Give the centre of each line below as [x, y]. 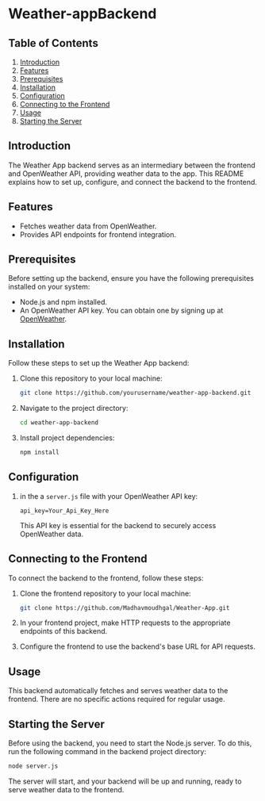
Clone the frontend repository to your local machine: [106, 593]
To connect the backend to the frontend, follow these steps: [106, 578]
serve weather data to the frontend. [66, 789]
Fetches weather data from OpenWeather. [88, 226]
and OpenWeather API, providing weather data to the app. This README [126, 173]
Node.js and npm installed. [63, 302]
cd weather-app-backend [59, 423]
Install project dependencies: [67, 438]
